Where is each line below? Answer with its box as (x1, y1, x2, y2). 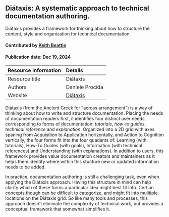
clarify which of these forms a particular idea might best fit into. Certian (5, 184, 154, 190)
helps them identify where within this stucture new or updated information (5, 158, 159, 164)
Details (66, 67, 83, 74)
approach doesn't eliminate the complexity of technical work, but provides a (5, 200, 163, 206)
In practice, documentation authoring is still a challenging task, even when (5, 173, 160, 180)
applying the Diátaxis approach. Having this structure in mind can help (5, 179, 151, 185)
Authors (8, 83, 27, 91)
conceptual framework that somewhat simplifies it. (5, 206, 110, 212)
